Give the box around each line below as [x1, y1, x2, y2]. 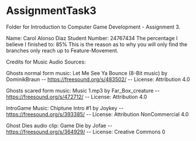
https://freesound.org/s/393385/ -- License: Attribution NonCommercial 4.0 [6, 111, 189, 118]
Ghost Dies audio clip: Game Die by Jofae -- [6, 122, 113, 129]
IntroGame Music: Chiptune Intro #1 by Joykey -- [6, 104, 124, 111]
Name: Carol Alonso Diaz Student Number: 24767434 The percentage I [6, 34, 178, 41]
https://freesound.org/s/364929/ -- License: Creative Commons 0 [6, 128, 166, 135]
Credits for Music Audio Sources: [6, 58, 86, 65]
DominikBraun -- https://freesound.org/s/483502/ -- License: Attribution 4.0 [6, 76, 190, 83]
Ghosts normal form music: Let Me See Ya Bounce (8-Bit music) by [6, 69, 168, 76]
